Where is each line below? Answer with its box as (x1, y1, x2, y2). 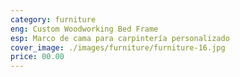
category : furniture (10, 14, 97, 25)
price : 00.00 (10, 52, 65, 62)
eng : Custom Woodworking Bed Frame (10, 24, 159, 34)
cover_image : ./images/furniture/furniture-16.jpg (10, 42, 226, 53)
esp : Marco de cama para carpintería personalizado (10, 33, 230, 43)
